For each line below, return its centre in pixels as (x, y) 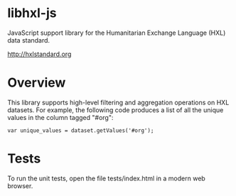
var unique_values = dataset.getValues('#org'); (81, 130)
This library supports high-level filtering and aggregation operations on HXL (118, 102)
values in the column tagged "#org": (60, 117)
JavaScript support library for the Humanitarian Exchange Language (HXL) (117, 33)
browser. (20, 185)
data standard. (29, 40)
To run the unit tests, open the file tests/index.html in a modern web (107, 178)
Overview (37, 83)
